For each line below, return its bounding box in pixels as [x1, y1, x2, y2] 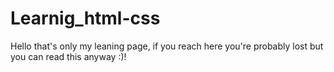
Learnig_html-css [10, 7, 161, 30]
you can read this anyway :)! [10, 50, 127, 62]
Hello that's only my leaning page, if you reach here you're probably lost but [10, 40, 324, 52]
